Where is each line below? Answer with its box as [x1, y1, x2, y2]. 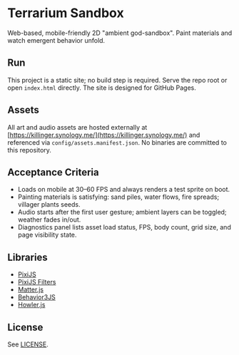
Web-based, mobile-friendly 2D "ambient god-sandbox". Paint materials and [7, 29, 233, 37]
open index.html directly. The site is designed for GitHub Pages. [7, 83, 196, 92]
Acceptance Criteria [7, 166, 99, 178]
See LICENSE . [7, 340, 49, 349]
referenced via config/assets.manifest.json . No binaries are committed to [7, 138, 227, 147]
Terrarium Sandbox [7, 5, 124, 21]
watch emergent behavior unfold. [7, 36, 106, 44]
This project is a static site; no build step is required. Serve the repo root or [7, 76, 228, 84]
